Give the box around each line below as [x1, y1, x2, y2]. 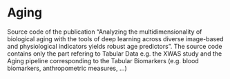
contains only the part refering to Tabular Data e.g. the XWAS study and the [7, 49, 222, 58]
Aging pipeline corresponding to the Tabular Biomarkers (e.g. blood [7, 56, 199, 65]
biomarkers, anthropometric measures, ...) [7, 64, 128, 72]
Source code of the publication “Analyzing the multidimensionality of [7, 27, 202, 36]
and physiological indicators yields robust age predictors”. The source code [7, 42, 222, 50]
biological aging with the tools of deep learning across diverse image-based [7, 34, 224, 43]
